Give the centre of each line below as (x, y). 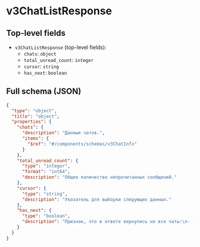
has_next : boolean (45, 72)
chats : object (40, 54)
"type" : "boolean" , (46, 216)
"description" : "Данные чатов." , (63, 133)
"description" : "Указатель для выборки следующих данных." (96, 199)
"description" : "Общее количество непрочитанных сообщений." (99, 177)
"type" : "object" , (35, 111)
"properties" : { (32, 122)
